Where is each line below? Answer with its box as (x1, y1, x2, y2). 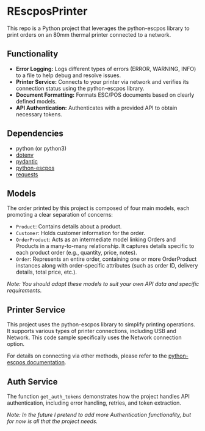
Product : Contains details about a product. (15, 223, 122, 230)
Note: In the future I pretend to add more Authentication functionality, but (7, 411, 192, 418)
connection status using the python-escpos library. (15, 84, 145, 92)
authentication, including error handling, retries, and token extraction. (7, 399, 182, 407)
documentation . (26, 359, 67, 366)
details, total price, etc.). (15, 268, 77, 276)
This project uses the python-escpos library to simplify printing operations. (7, 321, 196, 328)
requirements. (7, 287, 42, 294)
